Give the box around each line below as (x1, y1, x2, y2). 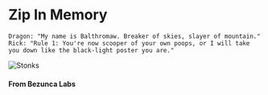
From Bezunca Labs (8, 79, 76, 89)
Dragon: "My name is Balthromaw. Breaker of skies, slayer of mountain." (8, 32, 262, 40)
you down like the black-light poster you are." (8, 46, 175, 54)
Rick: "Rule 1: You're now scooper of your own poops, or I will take (8, 39, 250, 47)
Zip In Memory (8, 6, 108, 24)
